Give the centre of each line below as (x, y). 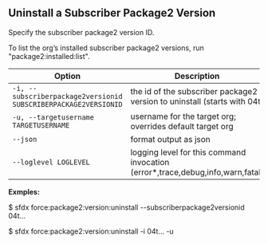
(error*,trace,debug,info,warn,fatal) (197, 172)
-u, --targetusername (53, 117)
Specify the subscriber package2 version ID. (81, 32)
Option (68, 76)
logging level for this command (188, 152)
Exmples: (24, 191)
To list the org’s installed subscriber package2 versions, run (106, 48)
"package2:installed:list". (49, 56)
